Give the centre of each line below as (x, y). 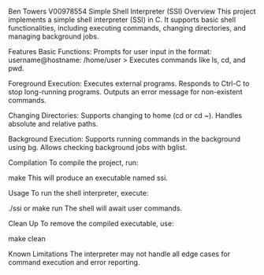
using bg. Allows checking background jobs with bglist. (98, 147)
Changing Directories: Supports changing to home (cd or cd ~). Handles (125, 115)
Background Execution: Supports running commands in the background (125, 139)
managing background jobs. (54, 36)
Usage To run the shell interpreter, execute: (78, 193)
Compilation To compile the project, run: (73, 163)
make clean (27, 238)
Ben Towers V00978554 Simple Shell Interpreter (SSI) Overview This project (132, 11)
